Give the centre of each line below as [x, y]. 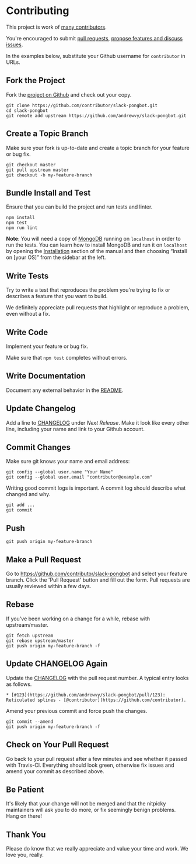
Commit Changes [38, 447]
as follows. [19, 684]
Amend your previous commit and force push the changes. [77, 711]
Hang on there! [24, 816]
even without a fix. [28, 314]
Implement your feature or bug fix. [47, 346]
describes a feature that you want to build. [57, 296]
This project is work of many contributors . [56, 27]
